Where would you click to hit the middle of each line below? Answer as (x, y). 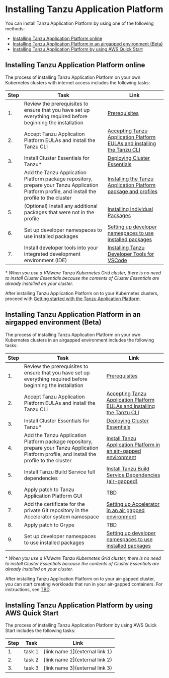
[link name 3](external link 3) (78, 668)
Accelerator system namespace (61, 516)
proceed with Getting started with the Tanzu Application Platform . (73, 299)
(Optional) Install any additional (61, 206)
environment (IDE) (46, 260)
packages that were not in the (59, 212)
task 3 (31, 668)
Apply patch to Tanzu (49, 490)
